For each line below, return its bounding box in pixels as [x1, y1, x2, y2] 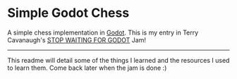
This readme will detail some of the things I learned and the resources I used [7, 56, 230, 64]
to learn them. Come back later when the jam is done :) [7, 63, 167, 72]
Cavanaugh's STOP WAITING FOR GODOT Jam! [7, 35, 147, 44]
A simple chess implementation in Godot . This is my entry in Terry [7, 28, 199, 37]
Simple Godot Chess [7, 5, 130, 21]
